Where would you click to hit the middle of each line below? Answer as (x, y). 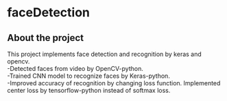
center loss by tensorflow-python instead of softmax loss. (89, 90)
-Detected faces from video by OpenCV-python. (75, 69)
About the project (46, 38)
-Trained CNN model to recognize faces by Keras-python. (88, 76)
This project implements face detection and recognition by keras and (105, 54)
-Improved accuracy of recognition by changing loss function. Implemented (114, 83)
